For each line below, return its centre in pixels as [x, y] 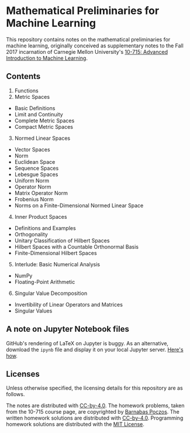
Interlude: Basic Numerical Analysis [57, 264]
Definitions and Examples [45, 228]
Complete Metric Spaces [44, 121]
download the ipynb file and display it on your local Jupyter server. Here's [95, 349]
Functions [27, 90]
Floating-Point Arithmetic [45, 281]
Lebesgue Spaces [36, 174]
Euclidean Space [35, 161]
